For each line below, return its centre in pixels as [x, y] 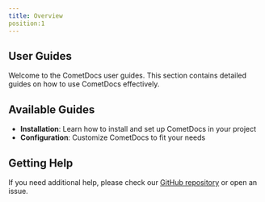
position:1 [27, 23]
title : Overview [36, 16]
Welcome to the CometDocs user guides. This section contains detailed [128, 76]
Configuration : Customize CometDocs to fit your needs [113, 137]
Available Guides [52, 109]
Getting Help [41, 163]
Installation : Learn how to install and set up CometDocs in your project [138, 129]
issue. [18, 191]
